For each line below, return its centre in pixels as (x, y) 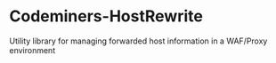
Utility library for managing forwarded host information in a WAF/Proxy (138, 41)
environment (32, 50)
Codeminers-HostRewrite (106, 16)
